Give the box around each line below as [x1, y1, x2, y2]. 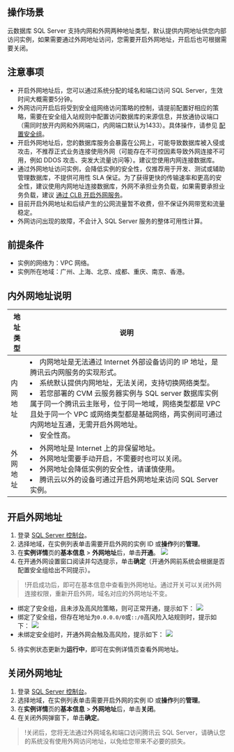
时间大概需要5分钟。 [17, 95, 77, 103]
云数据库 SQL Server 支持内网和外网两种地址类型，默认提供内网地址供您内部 [7, 26, 227, 35]
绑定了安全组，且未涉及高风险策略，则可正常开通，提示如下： [17, 604, 195, 613]
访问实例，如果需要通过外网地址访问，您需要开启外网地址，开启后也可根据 [7, 35, 221, 43]
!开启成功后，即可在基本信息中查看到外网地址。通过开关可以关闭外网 [24, 581, 221, 589]
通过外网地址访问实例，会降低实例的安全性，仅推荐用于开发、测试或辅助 [17, 164, 225, 173]
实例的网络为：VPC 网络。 [17, 259, 93, 267]
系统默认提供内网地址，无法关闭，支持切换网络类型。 [39, 378, 214, 388]
